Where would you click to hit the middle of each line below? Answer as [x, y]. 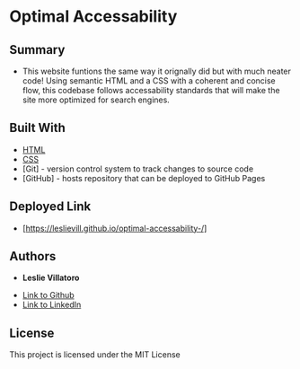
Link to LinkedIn [52, 305]
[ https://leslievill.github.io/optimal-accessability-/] [115, 228]
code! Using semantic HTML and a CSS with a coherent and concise [149, 81]
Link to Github [48, 295]
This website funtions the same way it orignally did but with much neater [157, 71]
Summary [37, 50]
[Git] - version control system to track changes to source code [138, 169]
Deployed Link [50, 207]
